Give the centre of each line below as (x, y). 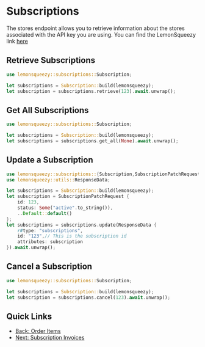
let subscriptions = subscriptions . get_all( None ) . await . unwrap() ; (92, 141)
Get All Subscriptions (48, 110)
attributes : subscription (50, 242)
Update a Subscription (50, 160)
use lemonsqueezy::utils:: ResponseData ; (59, 180)
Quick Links (29, 316)
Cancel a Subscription (49, 267)
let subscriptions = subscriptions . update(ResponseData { (81, 225)
